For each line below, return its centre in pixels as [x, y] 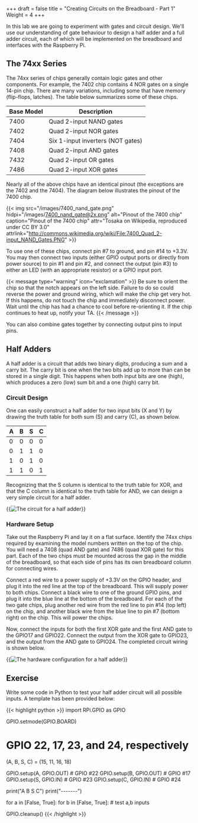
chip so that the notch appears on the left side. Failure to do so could [90, 288]
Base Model [26, 111]
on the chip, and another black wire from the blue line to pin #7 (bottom [93, 611]
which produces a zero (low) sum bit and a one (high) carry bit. [83, 382]
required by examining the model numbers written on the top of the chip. [95, 543]
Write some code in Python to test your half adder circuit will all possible [94, 692]
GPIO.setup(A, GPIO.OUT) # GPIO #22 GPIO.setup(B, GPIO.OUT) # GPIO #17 [98, 773]
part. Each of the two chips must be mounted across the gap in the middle [96, 556]
